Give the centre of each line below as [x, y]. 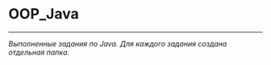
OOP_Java [44, 14]
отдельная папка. [39, 52]
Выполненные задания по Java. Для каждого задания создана [118, 43]
